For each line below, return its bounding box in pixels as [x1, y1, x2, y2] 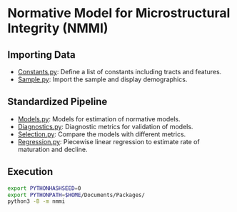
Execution [7, 166, 54, 178]
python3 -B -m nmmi [7, 198, 66, 205]
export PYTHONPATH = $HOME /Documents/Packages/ [7, 191, 145, 198]
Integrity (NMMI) [7, 20, 109, 36]
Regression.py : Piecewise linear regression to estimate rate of [17, 137, 200, 146]
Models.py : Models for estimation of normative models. [17, 114, 181, 123]
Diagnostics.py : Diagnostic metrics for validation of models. [17, 122, 193, 131]
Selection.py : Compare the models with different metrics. [17, 130, 186, 138]
